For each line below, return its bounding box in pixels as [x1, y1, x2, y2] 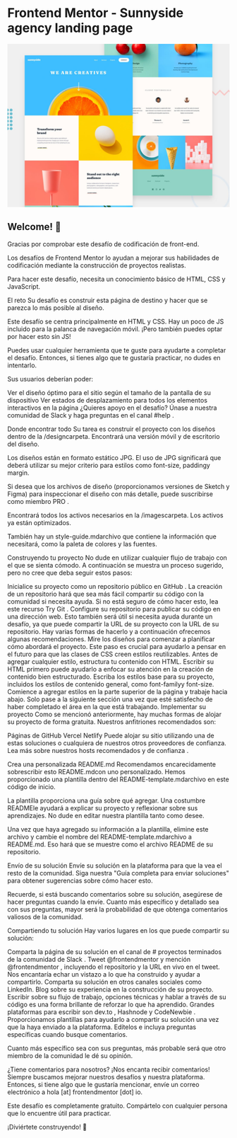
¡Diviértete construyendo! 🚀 [7, 1122, 87, 1131]
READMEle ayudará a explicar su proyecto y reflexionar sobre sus [7, 803, 198, 812]
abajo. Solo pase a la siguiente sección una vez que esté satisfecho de [7, 695, 213, 703]
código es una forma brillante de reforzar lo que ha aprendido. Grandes [7, 1000, 215, 1008]
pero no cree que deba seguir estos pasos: [7, 568, 133, 577]
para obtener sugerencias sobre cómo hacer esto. [7, 876, 153, 885]
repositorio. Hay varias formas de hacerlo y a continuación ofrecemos [7, 627, 211, 636]
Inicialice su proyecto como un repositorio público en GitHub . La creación [7, 582, 223, 590]
